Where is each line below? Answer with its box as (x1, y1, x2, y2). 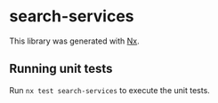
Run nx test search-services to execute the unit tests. (9, 84, 211, 95)
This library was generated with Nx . (9, 36, 140, 46)
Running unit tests (9, 61, 113, 76)
